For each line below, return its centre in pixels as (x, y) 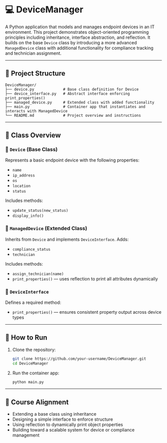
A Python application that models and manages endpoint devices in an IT (80, 27)
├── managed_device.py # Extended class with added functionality (80, 102)
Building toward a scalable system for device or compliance (74, 430)
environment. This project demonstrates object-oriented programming (77, 32)
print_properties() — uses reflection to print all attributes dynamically (85, 278)
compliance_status (31, 249)
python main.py (28, 382)
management (26, 435)
